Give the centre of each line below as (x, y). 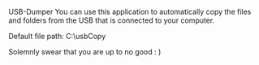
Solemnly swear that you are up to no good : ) (85, 52)
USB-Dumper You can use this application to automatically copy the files (130, 12)
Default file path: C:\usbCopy (57, 36)
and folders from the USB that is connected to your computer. (112, 20)
